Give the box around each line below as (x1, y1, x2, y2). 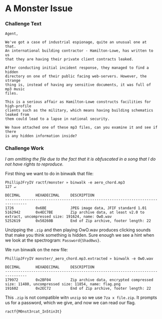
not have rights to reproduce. (5, 161, 64, 167)
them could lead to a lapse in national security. (5, 116, 110, 122)
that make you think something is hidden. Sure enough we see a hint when (5, 232, 155, 238)
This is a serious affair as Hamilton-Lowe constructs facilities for (5, 99, 151, 105)
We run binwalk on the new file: (5, 246, 68, 252)
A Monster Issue (5, 3, 73, 14)
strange (5, 78, 21, 83)
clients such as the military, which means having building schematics (5, 108, 153, 113)
